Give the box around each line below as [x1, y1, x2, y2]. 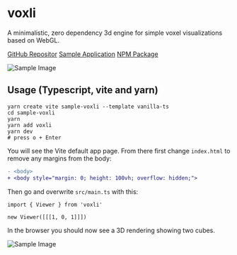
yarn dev [7, 128, 33, 135]
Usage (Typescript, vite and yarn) [7, 84, 158, 97]
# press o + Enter [7, 134, 62, 141]
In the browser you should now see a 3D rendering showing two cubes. [7, 226, 216, 234]
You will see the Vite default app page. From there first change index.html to [7, 146, 231, 155]
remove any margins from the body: [7, 154, 112, 163]
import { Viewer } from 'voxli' [7, 201, 103, 208]
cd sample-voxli [7, 109, 55, 116]
